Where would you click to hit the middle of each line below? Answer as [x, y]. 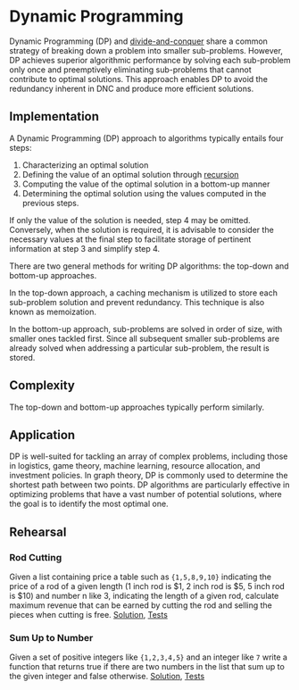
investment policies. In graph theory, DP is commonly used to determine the [149, 476]
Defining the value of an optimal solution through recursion [130, 174]
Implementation [54, 116]
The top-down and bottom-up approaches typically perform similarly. [137, 407]
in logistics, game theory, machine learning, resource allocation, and [135, 466]
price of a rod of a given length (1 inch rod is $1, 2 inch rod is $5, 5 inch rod [147, 586]
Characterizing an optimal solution [85, 165]
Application [42, 435]
